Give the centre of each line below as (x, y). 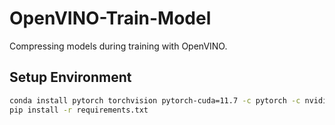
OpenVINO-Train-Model (110, 18)
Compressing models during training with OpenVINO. (118, 46)
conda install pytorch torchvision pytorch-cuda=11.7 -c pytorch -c (155, 100)
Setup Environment (70, 77)
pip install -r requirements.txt (79, 110)
